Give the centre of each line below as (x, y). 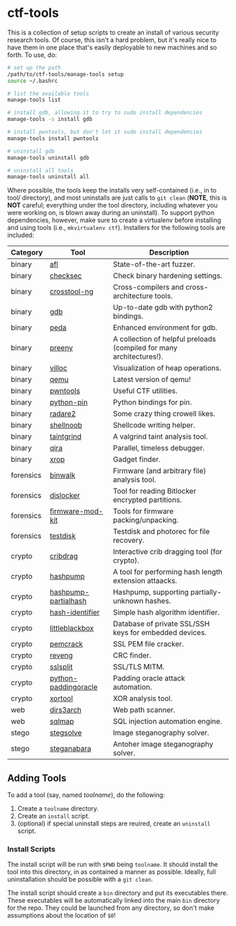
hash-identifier (75, 612)
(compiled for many (145, 348)
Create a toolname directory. (58, 809)
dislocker (65, 496)
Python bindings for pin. (152, 402)
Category (27, 252)
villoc (59, 368)
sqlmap (62, 721)
